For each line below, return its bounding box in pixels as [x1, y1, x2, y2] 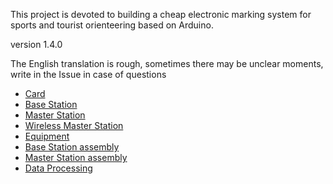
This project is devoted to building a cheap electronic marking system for [10, 9, 312, 20]
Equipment [24, 130, 70, 142]
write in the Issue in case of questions [10, 69, 167, 80]
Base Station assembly [24, 141, 120, 153]
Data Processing [24, 162, 93, 174]
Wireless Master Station [24, 120, 124, 131]
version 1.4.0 [10, 39, 63, 50]
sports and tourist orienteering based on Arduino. [10, 19, 214, 31]
